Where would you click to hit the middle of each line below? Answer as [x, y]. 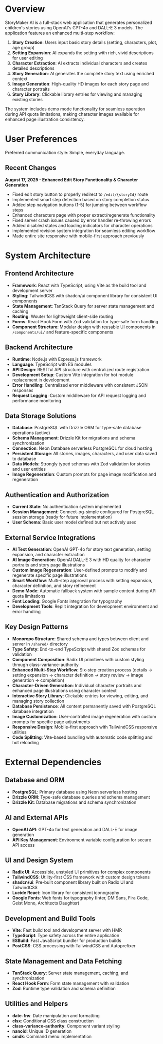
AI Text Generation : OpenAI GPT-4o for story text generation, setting [81, 549]
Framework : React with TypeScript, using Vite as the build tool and [79, 285]
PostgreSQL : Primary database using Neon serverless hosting [74, 792]
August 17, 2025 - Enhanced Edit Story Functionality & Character [72, 180]
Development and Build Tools [50, 918]
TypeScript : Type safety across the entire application [66, 936]
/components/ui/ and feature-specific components [63, 332]
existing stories [27, 99]
